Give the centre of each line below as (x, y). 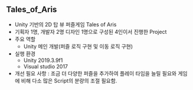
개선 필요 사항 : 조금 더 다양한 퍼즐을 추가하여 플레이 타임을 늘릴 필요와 (96, 73)
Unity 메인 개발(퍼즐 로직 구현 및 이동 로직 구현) (78, 46)
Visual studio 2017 (46, 66)
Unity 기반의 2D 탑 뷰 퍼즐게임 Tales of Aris (66, 24)
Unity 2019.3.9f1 (43, 60)
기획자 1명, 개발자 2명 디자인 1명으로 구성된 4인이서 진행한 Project (91, 32)
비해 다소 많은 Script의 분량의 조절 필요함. (69, 81)
